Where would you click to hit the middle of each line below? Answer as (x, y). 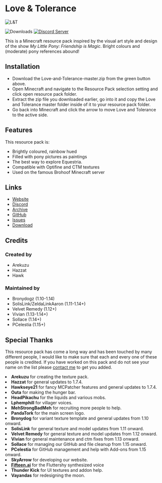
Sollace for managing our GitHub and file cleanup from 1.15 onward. (79, 444)
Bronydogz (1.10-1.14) (33, 299)
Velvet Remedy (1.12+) (34, 309)
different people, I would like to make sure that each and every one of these (81, 357)
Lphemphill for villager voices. (42, 403)
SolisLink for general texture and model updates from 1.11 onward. (78, 429)
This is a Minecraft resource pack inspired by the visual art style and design (81, 41)
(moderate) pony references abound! (42, 51)
